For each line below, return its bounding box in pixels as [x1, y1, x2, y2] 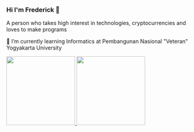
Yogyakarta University [6, 44, 62, 51]
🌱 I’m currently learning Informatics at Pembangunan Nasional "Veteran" [6, 38, 189, 45]
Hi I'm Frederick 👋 [6, 5, 60, 14]
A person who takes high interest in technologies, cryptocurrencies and [6, 20, 186, 27]
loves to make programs [6, 26, 67, 33]
